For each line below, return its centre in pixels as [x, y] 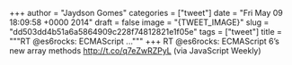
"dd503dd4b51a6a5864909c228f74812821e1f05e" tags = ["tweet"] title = [146, 32]
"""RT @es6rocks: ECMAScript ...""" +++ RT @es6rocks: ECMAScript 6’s [145, 41]
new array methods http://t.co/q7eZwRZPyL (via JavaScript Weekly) [136, 51]
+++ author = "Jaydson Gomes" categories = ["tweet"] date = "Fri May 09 [146, 13]
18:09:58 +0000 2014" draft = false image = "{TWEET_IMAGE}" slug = [139, 22]
